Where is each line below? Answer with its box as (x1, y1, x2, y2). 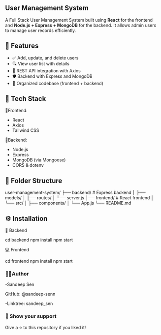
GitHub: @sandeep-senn (5, 291, 56, 297)
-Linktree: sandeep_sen (5, 301, 53, 306)
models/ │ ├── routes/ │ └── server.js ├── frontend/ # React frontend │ (5, 195, 154, 201)
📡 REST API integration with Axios (12, 67, 81, 73)
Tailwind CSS (12, 127, 39, 133)
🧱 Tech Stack (5, 94, 46, 103)
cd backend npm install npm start (5, 237, 73, 243)
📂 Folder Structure (5, 177, 63, 185)
